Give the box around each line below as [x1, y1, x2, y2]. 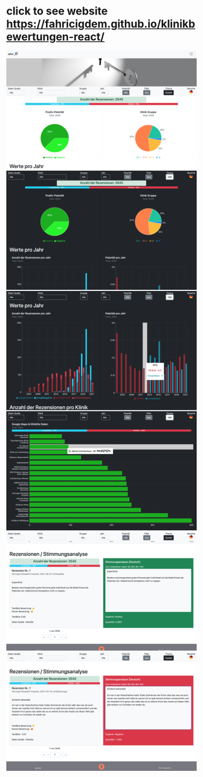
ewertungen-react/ [6, 30, 105, 44]
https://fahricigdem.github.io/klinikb [6, 17, 195, 31]
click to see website [6, 4, 108, 18]
